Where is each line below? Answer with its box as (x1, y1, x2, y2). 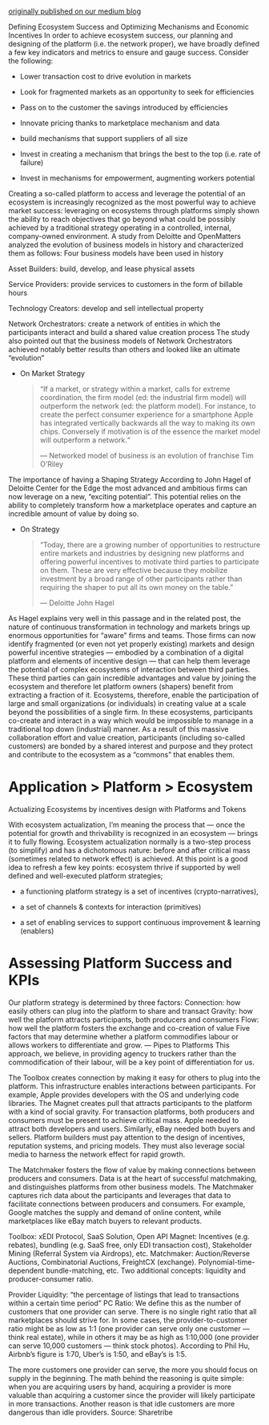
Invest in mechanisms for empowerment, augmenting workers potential (19, 173, 255, 183)
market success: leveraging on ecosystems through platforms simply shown (8, 206, 260, 216)
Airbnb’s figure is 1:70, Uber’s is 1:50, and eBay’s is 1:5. (8, 1350, 187, 1359)
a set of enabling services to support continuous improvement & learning (19, 918, 261, 927)
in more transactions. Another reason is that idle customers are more (8, 1399, 235, 1409)
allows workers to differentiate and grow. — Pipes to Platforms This (8, 1040, 230, 1050)
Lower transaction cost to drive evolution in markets (19, 71, 192, 82)
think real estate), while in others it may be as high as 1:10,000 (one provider (8, 1333, 259, 1342)
